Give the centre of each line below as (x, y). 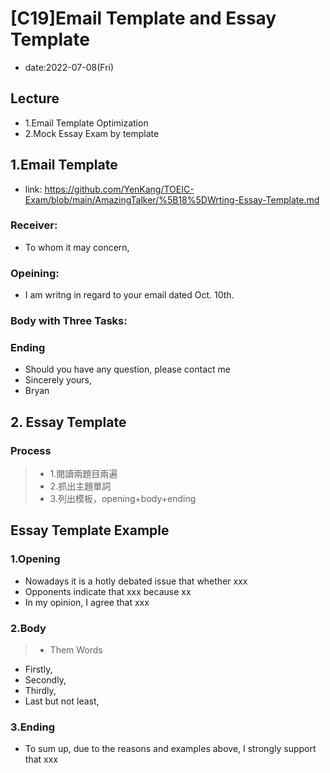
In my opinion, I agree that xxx (87, 602)
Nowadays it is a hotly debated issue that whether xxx (136, 581)
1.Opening (35, 559)
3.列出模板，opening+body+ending (123, 499)
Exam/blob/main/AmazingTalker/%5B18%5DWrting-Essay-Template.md (172, 199)
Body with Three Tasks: (69, 321)
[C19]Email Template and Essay (143, 18)
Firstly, (38, 669)
